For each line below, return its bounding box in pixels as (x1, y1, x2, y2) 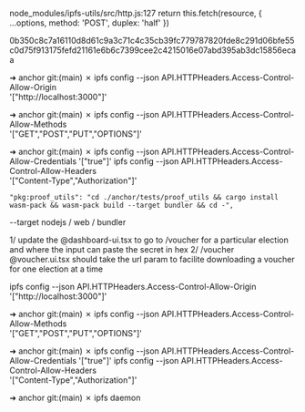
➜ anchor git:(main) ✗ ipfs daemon (9, 392, 141, 403)
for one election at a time (9, 263, 104, 274)
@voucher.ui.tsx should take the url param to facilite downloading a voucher (9, 254, 296, 264)
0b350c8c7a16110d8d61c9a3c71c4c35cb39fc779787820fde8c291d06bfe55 (9, 36, 295, 46)
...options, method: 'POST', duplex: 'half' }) (9, 17, 170, 28)
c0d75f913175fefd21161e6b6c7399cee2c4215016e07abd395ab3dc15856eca (9, 45, 297, 56)
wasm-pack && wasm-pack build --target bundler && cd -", (9, 201, 234, 210)
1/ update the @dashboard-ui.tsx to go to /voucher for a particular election (9, 234, 289, 245)
